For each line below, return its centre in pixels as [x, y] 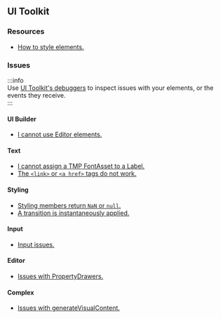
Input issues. [36, 245]
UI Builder [22, 119]
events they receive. [36, 95]
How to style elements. [51, 47]
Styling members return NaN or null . [69, 205]
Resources [26, 32]
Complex [21, 292]
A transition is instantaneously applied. [73, 213]
